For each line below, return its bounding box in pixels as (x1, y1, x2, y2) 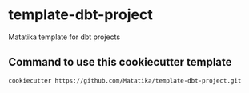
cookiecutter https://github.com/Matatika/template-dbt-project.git (8, 76, 242, 85)
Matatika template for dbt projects (8, 32, 121, 42)
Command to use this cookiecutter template (8, 55, 232, 69)
